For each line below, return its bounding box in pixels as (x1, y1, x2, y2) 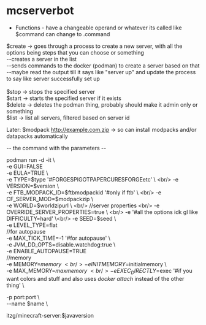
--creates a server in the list (6, 55, 77, 63)
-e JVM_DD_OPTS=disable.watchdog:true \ (6, 240, 116, 248)
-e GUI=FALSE (6, 162, 43, 170)
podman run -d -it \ (6, 156, 55, 163)
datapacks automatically (6, 132, 69, 140)
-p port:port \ (6, 293, 40, 300)
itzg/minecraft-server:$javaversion (6, 312, 94, 319)
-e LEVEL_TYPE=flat (6, 221, 58, 229)
